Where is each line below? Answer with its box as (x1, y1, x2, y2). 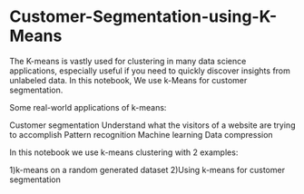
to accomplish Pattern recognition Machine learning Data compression (9, 129, 274, 140)
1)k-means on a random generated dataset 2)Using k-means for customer (9, 164, 286, 175)
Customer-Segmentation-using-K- (9, 6, 278, 27)
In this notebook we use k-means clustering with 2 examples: (9, 147, 239, 158)
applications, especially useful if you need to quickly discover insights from (9, 65, 290, 76)
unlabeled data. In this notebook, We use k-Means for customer (9, 74, 248, 85)
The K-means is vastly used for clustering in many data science (9, 55, 247, 66)
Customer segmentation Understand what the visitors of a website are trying (9, 120, 296, 131)
